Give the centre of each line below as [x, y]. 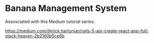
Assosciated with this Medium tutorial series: [50, 21]
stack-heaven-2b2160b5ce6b [35, 36]
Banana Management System [66, 8]
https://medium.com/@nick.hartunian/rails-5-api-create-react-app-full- [77, 31]
